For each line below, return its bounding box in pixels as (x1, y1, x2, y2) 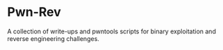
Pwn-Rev (7, 4, 61, 20)
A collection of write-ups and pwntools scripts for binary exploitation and (7, 27, 217, 35)
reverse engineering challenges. (7, 34, 99, 42)
